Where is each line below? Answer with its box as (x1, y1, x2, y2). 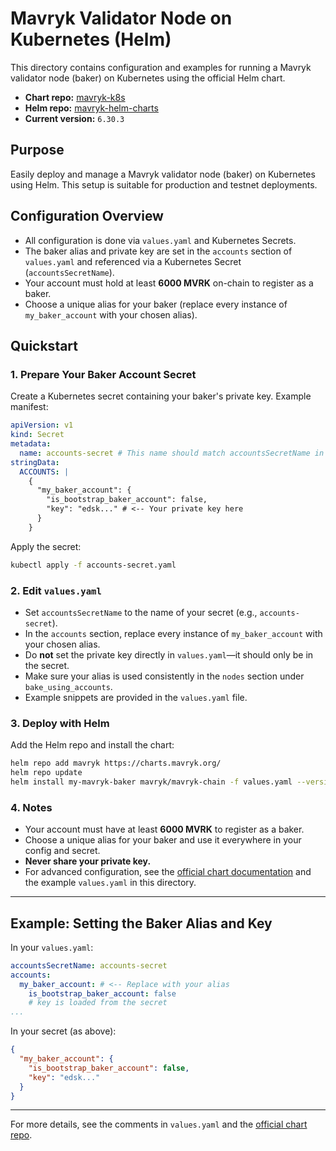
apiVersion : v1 (10, 420, 74, 431)
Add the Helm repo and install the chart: (10, 739, 175, 751)
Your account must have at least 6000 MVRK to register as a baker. (24, 823, 305, 836)
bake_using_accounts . (24, 680, 113, 692)
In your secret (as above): (10, 1025, 117, 1037)
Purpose (10, 142, 65, 159)
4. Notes (10, 800, 53, 814)
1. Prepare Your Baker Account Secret (10, 367, 197, 381)
